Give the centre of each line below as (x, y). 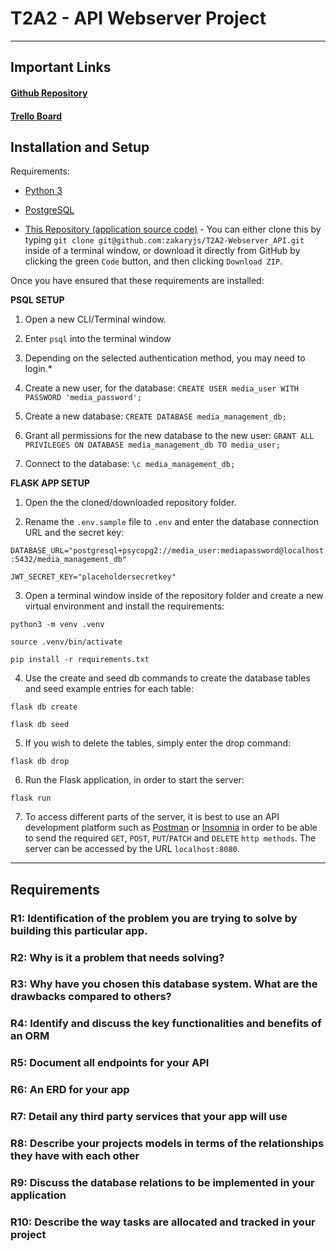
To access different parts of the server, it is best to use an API (152, 817)
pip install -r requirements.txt (80, 660)
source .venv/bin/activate (66, 642)
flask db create (44, 707)
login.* (38, 369)
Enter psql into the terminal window (98, 339)
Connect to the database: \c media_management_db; (130, 464)
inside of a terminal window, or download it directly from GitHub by (162, 251)
